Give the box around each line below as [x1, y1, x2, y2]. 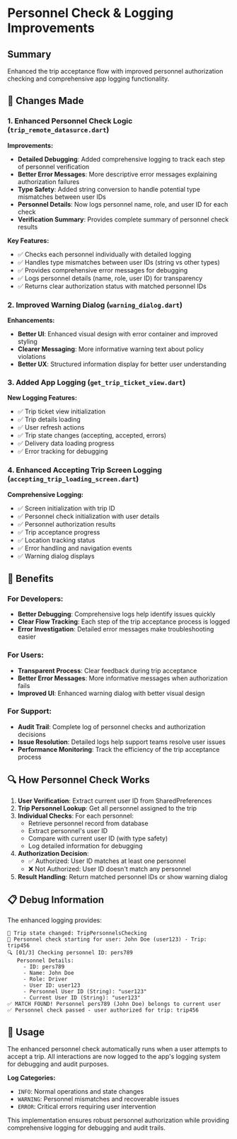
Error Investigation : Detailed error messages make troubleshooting [17, 625, 214, 634]
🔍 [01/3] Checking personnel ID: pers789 [7, 949, 133, 956]
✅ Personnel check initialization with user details [17, 512, 160, 520]
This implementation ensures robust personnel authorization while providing [7, 1116, 230, 1125]
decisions [17, 730, 46, 738]
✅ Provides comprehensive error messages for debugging [17, 265, 188, 274]
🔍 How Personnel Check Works [7, 774, 150, 786]
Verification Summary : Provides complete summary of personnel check [17, 214, 229, 224]
